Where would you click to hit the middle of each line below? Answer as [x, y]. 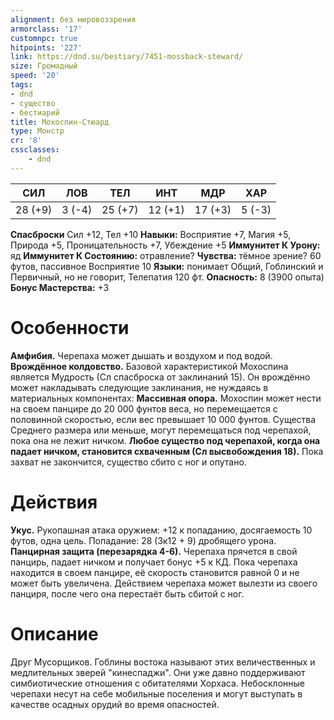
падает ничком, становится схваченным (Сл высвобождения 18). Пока [167, 451]
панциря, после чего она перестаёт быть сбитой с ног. [127, 593]
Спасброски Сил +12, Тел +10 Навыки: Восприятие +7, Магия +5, [151, 234]
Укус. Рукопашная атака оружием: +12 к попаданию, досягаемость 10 [161, 530]
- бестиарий [35, 112]
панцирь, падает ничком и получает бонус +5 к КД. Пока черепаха [154, 562]
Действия [54, 502]
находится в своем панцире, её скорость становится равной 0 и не [155, 572]
